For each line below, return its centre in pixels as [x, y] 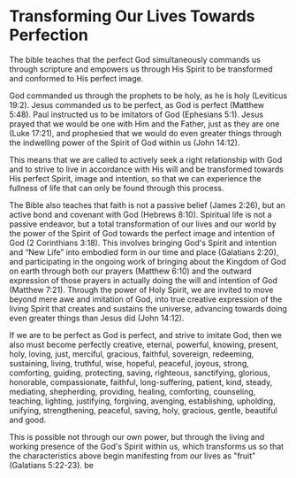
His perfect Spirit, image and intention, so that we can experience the [136, 178]
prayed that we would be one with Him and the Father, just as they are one [144, 123]
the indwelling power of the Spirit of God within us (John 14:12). [125, 143]
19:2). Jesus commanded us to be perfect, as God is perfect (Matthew [137, 104]
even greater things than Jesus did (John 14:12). [97, 318]
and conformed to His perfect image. [76, 78]
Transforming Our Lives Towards [132, 16]
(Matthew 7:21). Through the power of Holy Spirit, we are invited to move [141, 289]
